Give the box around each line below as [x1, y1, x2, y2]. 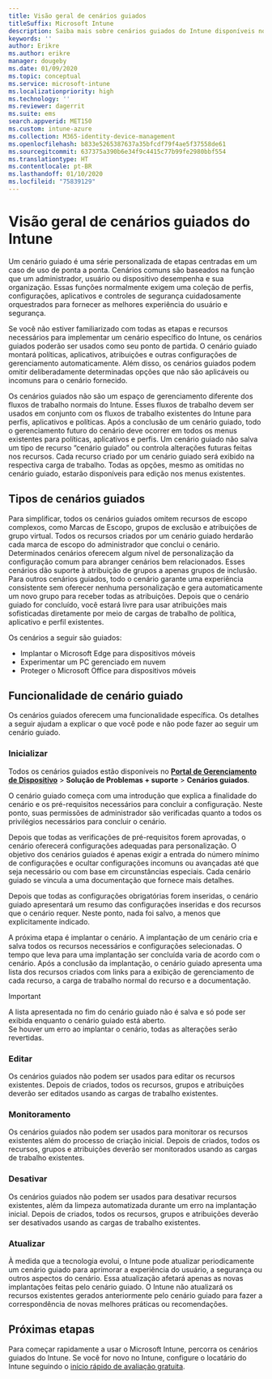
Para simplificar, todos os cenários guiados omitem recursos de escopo [8, 514, 248, 523]
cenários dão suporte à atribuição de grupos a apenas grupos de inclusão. [8, 565, 257, 575]
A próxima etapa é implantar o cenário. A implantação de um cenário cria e [8, 933, 258, 942]
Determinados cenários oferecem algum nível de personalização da [8, 548, 234, 557]
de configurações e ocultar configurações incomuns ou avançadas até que [8, 858, 259, 868]
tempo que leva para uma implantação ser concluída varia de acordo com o [8, 950, 261, 959]
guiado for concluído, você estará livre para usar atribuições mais [8, 600, 227, 609]
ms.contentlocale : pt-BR [8, 163, 92, 171]
